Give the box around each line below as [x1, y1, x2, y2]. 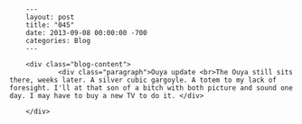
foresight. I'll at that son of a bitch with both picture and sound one [9, 84, 294, 93]
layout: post [25, 13, 75, 22]
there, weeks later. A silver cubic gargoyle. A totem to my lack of [9, 75, 278, 84]
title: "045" [25, 21, 75, 30]
